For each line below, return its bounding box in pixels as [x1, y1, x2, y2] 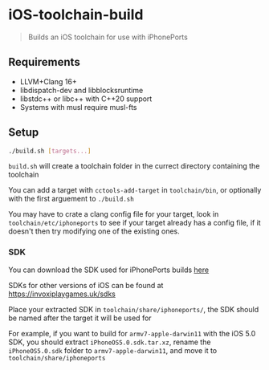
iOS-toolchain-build [8, 6, 144, 24]
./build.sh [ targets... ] [8, 147, 92, 155]
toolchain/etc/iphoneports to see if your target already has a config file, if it [8, 218, 261, 228]
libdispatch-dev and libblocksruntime [19, 85, 144, 95]
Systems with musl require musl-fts [19, 102, 138, 112]
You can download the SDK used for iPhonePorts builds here [8, 265, 210, 274]
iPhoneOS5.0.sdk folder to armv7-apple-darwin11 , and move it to [8, 345, 218, 355]
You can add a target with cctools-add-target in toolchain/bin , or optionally [8, 185, 262, 195]
